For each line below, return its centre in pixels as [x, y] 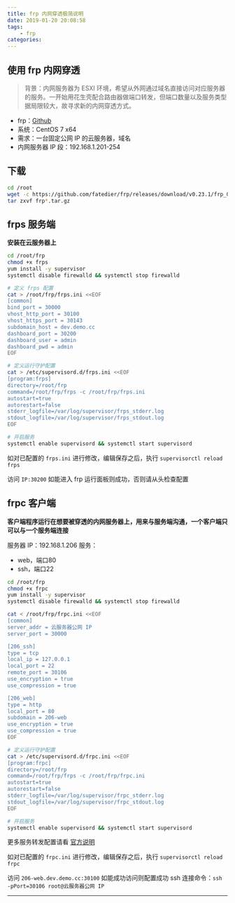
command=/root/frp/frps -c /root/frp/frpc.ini [76, 776]
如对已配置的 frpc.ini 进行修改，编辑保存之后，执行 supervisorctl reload [115, 857]
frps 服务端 [31, 224]
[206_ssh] [22, 646]
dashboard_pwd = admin [40, 347]
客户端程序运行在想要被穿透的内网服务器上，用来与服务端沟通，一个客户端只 [117, 521]
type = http [24, 705]
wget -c [19, 194]
